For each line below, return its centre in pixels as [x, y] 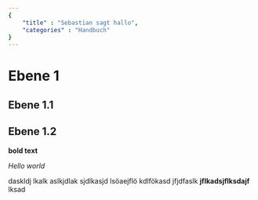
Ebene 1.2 [33, 131]
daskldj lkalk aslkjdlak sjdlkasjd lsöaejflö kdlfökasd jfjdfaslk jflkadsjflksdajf [129, 180]
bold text [23, 151]
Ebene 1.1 [31, 105]
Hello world [27, 165]
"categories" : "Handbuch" [66, 30]
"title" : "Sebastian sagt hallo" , [80, 23]
